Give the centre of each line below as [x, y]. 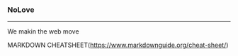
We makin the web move [43, 31]
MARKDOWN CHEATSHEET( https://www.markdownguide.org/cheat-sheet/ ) [118, 45]
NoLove [21, 10]
